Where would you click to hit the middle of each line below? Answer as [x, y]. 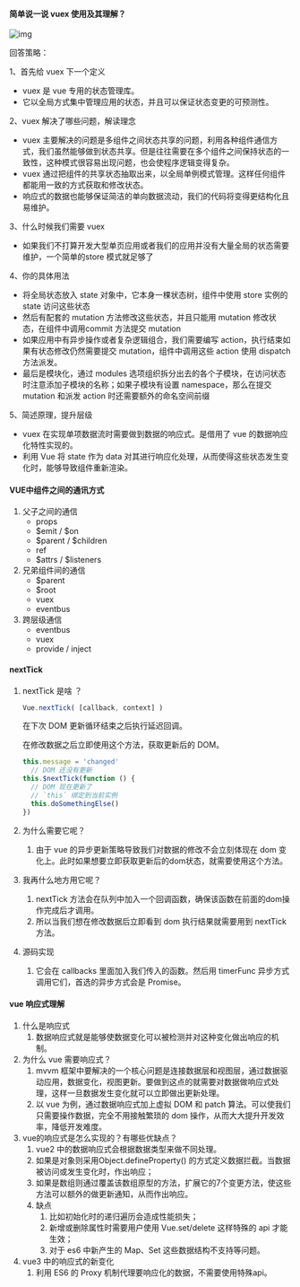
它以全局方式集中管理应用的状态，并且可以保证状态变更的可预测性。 [148, 102]
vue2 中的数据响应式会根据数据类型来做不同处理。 [129, 1149]
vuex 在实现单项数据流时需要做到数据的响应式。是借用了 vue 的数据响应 [155, 434]
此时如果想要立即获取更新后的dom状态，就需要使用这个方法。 [174, 861]
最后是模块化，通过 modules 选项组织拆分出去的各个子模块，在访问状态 [154, 373]
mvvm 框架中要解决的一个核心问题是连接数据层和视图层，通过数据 [158, 1070]
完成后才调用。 [71, 910]
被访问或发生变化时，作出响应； [94, 1171]
